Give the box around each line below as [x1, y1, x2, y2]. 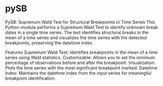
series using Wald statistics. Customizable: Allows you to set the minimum [5, 54, 155, 60]
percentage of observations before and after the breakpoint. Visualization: [5, 60, 156, 65]
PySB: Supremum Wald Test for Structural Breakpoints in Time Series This [5, 19, 155, 25]
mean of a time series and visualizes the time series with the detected [5, 35, 147, 41]
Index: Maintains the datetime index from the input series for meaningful [5, 70, 152, 76]
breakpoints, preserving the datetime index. [5, 40, 94, 45]
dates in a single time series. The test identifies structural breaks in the [5, 29, 149, 35]
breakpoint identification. [5, 75, 56, 81]
